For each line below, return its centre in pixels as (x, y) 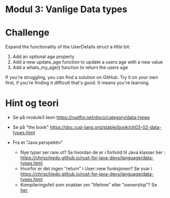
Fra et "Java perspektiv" (38, 143)
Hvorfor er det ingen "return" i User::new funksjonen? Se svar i (86, 168)
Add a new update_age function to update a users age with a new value (88, 62)
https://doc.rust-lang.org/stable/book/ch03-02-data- (106, 127)
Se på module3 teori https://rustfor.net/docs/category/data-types (81, 118)
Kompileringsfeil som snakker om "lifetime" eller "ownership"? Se (89, 185)
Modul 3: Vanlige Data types (66, 9)
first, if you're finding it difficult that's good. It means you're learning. (78, 83)
